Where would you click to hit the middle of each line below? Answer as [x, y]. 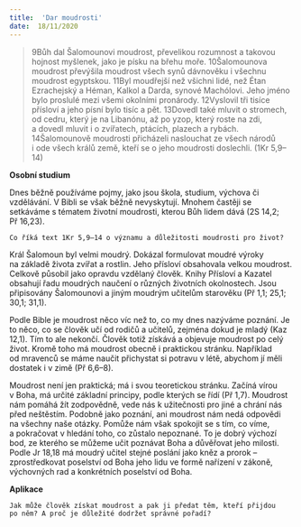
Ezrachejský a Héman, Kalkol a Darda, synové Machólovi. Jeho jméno [160, 90]
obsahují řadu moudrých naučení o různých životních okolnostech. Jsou [143, 283]
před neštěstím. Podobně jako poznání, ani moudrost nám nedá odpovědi [145, 414]
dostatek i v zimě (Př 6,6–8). [62, 367]
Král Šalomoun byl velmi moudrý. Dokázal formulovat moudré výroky [137, 254]
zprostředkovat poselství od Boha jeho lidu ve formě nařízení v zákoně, [141, 462]
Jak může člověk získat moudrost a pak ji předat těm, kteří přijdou [143, 505]
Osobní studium [40, 175]
